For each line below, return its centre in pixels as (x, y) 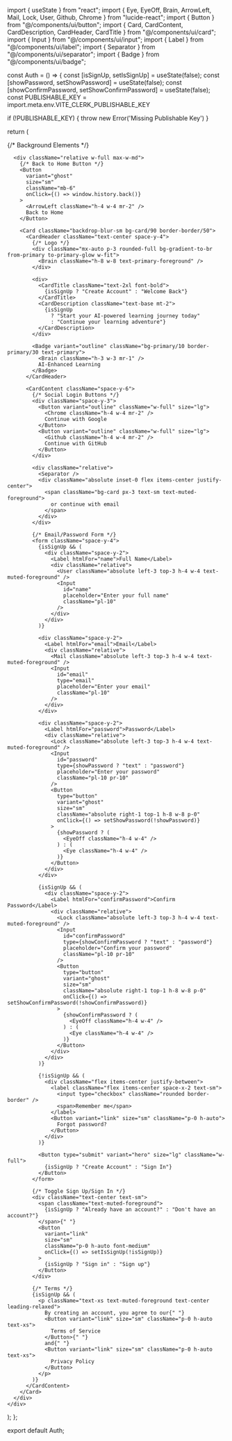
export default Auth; (36, 1430)
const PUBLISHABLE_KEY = (47, 97)
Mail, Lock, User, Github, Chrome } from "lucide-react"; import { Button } (111, 17)
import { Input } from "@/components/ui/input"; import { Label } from (106, 40)
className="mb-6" (51, 188)
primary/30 (23, 352)
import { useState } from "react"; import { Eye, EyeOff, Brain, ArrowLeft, (109, 10)
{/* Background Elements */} (48, 145)
